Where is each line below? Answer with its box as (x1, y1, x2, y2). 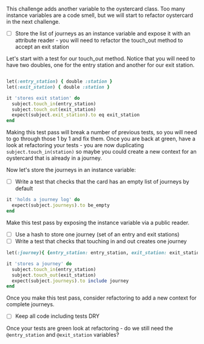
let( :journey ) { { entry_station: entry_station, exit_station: (6, 250, 167, 256)
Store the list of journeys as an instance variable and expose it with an (15, 30, 191, 37)
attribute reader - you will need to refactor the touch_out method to (15, 36, 183, 44)
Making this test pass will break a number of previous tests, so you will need (6, 129, 197, 136)
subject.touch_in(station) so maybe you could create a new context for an (6, 148, 197, 156)
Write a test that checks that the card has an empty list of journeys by (15, 178, 189, 185)
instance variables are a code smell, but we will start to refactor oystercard (6, 12, 193, 19)
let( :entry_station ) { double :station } (6, 78, 113, 84)
